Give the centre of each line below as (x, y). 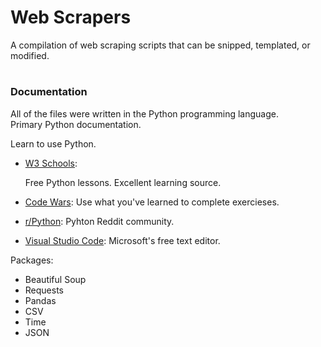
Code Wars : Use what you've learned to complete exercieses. (152, 202)
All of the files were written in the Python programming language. (144, 113)
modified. (30, 55)
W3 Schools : (51, 163)
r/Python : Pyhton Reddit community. (99, 221)
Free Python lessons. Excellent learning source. (123, 182)
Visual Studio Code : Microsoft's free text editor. (122, 240)
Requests (44, 290)
